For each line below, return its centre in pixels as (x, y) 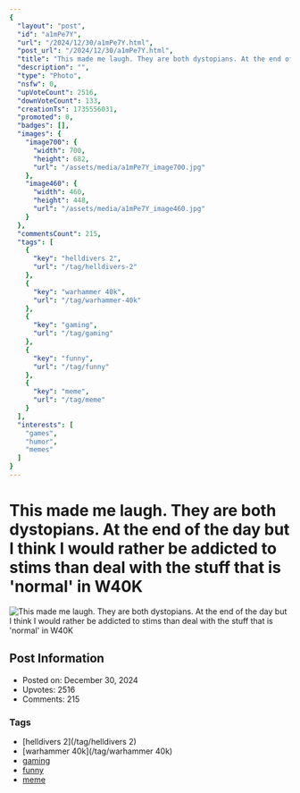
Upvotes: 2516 (49, 689)
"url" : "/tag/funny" (71, 367)
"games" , (42, 433)
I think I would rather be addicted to (143, 548)
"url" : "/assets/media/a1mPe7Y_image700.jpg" (119, 167)
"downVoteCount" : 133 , (59, 101)
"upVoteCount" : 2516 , (58, 92)
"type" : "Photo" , (50, 76)
